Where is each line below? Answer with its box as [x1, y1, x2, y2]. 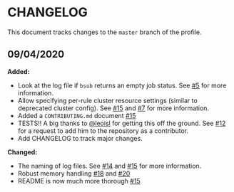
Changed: [7, 147, 38, 156]
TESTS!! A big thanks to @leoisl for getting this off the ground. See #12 [17, 119, 226, 127]
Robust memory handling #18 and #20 [17, 169, 131, 178]
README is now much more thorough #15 [17, 176, 141, 185]
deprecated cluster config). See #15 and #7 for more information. [17, 104, 209, 112]
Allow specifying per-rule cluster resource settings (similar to [17, 96, 198, 105]
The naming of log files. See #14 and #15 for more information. [17, 161, 202, 170]
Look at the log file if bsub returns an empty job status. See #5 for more [17, 81, 227, 90]
